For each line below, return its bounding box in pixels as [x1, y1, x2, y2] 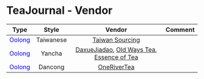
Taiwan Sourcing [92, 36, 141, 44]
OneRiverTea [98, 63, 135, 71]
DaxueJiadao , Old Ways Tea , [75, 45, 157, 54]
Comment [165, 25, 195, 34]
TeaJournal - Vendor [6, 4, 113, 17]
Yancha [41, 49, 63, 57]
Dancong [38, 63, 65, 71]
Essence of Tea [93, 52, 138, 61]
